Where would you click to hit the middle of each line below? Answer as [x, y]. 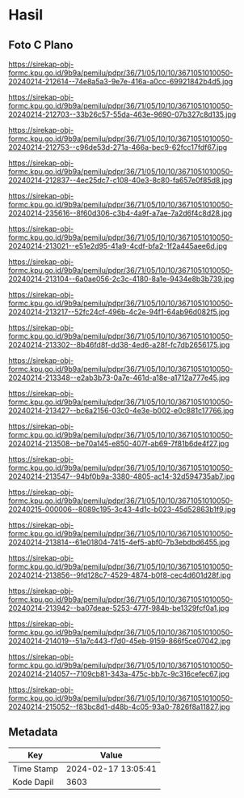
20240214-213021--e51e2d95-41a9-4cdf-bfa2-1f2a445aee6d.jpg [118, 246]
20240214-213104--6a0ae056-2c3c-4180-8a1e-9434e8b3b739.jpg [121, 279]
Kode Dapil [33, 782]
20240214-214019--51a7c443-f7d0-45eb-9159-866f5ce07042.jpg [120, 641]
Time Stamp [36, 769]
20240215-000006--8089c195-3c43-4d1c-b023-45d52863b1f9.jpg [122, 509]
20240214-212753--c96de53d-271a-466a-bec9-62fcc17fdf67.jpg [118, 147]
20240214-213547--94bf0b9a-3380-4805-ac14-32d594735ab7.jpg [122, 476]
